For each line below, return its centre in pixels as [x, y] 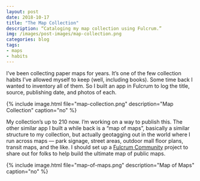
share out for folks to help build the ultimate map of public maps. [86, 154]
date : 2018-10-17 [28, 17]
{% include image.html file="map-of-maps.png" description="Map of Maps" [100, 165]
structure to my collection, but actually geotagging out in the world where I [98, 134]
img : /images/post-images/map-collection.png [64, 34]
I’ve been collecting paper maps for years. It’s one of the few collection [94, 73]
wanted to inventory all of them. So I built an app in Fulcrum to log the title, [98, 86]
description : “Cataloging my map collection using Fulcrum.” [84, 28]
